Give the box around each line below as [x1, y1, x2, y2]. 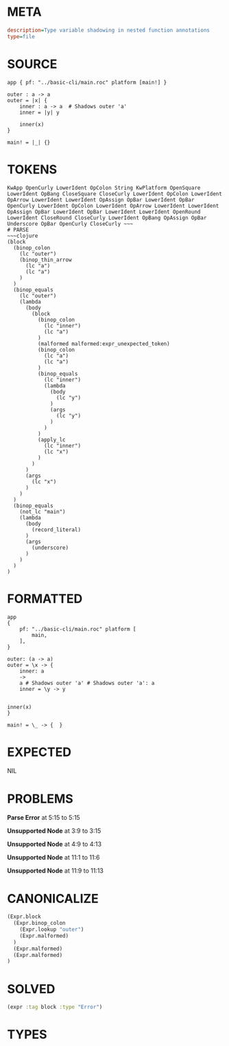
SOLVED [7, 981, 56, 997]
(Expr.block [7, 913, 41, 921]
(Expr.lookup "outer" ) [19, 926, 84, 933]
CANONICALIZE [7, 890, 99, 906]
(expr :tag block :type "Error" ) [7, 1004, 103, 1011]
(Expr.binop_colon [13, 920, 67, 927]
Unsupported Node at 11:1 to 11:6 [7, 853, 100, 862]
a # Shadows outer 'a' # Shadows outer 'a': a [19, 679, 155, 686]
